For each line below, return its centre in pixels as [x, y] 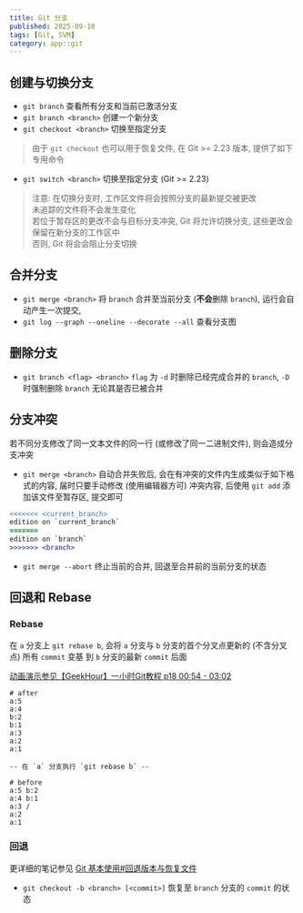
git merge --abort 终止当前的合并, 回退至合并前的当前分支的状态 [144, 566]
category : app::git [46, 43]
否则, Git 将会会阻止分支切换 [85, 244]
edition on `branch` [49, 539]
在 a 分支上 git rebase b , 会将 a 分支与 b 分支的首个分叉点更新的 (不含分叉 [149, 645]
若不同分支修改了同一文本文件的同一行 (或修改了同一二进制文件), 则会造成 [147, 443]
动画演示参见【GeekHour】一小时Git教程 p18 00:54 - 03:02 [121, 675]
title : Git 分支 [39, 18]
